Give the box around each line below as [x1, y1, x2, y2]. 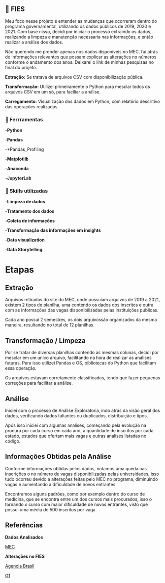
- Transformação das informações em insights [5, 227, 101, 233]
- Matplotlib [5, 156, 29, 162]
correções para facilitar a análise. [5, 380, 73, 386]
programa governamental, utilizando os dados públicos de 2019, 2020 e [5, 23, 151, 29]
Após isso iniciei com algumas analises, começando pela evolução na [5, 422, 147, 428]
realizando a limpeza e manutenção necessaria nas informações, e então [5, 34, 154, 40]
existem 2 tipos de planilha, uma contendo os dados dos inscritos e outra [5, 302, 154, 308]
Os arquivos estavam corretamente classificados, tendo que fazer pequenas [5, 375, 161, 381]
